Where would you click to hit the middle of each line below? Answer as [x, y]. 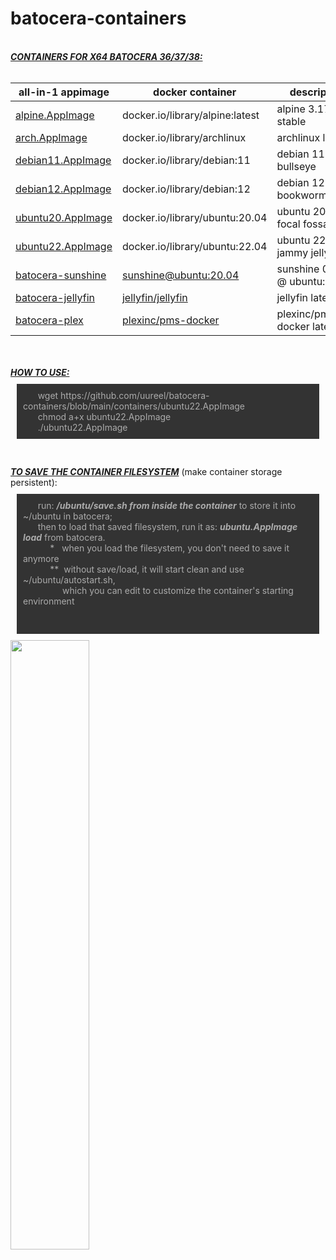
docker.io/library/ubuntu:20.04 [194, 217]
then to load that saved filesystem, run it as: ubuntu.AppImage [167, 526]
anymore [41, 558]
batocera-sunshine [61, 275]
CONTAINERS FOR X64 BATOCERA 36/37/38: [106, 56]
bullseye [296, 166]
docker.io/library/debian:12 [186, 189]
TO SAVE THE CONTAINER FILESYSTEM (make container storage [146, 471]
